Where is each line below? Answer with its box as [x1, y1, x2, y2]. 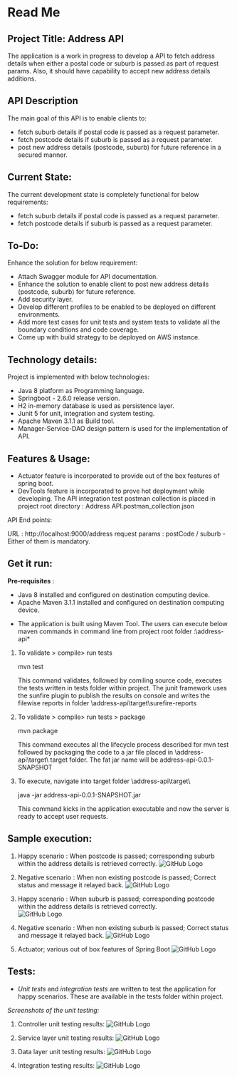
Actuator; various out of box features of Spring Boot [17, 944, 171, 953]
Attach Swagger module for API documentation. [17, 272, 159, 281]
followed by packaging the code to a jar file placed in [17, 747, 174, 756]
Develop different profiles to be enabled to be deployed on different [17, 302, 216, 311]
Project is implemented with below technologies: [7, 372, 149, 382]
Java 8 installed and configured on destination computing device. [17, 590, 210, 599]
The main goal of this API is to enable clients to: [7, 113, 147, 122]
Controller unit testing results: [17, 1019, 105, 1028]
